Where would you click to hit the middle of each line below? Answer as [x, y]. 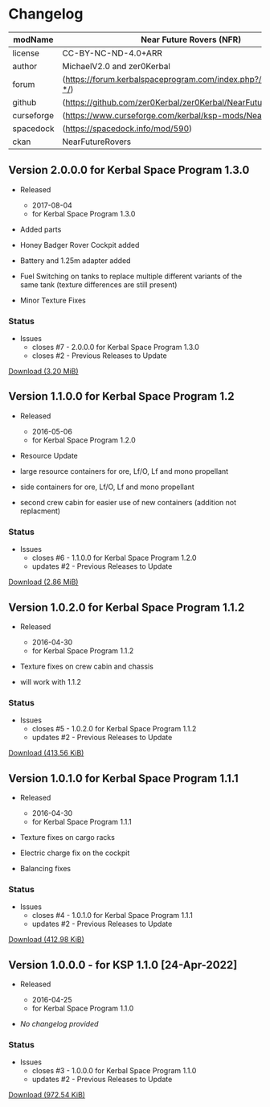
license [26, 53]
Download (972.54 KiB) [47, 1095]
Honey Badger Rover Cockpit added [80, 245]
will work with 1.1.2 [51, 681]
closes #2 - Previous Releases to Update [99, 356]
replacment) [40, 511]
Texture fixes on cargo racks [67, 837]
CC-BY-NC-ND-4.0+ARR [112, 53]
